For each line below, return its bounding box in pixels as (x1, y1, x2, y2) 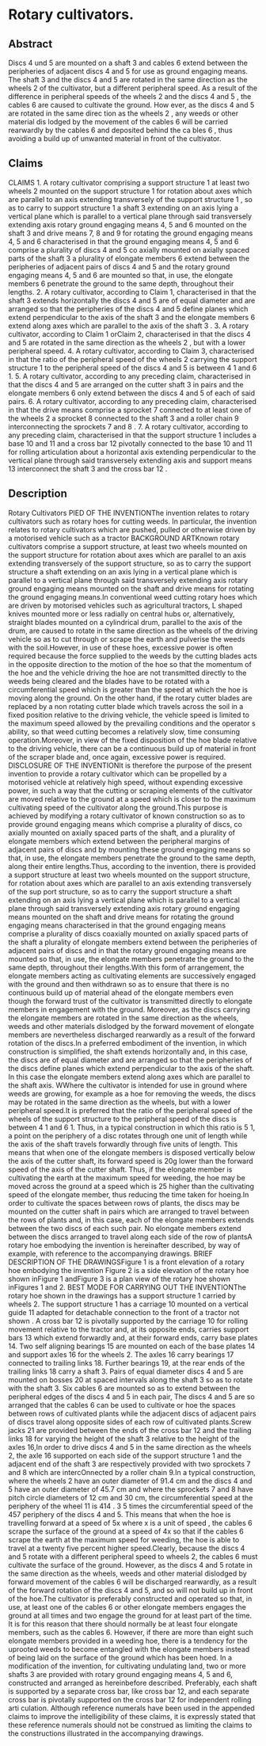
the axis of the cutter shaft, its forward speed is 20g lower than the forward (8, 1156, 253, 1165)
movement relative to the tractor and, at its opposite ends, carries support (8, 1325, 249, 1334)
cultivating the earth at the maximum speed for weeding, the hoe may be (8, 1172, 245, 1182)
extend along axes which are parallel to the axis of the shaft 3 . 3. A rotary (8, 321, 249, 330)
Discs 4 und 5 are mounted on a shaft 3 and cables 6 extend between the (8, 58, 248, 67)
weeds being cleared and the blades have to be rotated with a (8, 676, 210, 686)
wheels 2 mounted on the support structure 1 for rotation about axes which (8, 186, 253, 196)
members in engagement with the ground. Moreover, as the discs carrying (8, 1005, 251, 1014)
